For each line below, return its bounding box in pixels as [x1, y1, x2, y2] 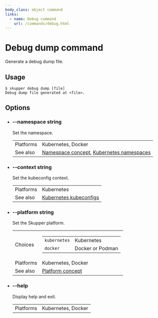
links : [5, 12, 19, 17]
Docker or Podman [75, 245, 118, 252]
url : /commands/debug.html [14, 21, 70, 26]
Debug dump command [5, 42, 104, 53]
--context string [12, 163, 52, 170]
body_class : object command [5, 7, 63, 12]
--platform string [12, 208, 54, 215]
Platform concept [41, 268, 82, 275]
